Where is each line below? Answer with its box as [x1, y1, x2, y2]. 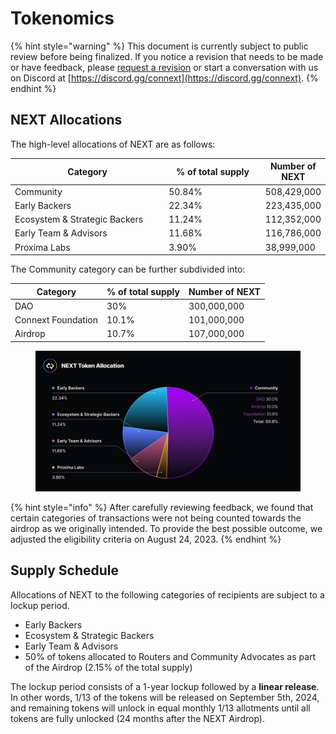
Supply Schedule [10, 562, 120, 579]
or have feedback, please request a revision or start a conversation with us [10, 61, 319, 73]
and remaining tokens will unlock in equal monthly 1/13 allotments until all [10, 702, 311, 714]
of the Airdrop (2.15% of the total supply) [24, 661, 193, 673]
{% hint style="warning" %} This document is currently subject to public [10, 40, 309, 52]
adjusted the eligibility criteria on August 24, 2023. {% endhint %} [10, 533, 282, 545]
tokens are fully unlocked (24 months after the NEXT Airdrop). [10, 712, 265, 724]
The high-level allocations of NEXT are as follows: [10, 138, 216, 150]
